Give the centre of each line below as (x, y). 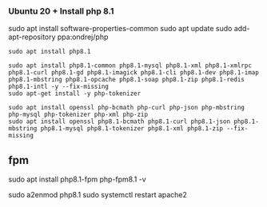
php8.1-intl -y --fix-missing (59, 87)
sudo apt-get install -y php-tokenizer (75, 94)
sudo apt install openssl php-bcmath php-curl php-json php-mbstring (127, 108)
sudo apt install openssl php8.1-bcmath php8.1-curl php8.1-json (119, 121)
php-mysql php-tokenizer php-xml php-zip (78, 115)
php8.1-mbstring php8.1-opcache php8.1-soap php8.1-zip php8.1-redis (127, 80)
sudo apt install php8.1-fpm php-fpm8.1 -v (77, 179)
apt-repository (32, 37)
